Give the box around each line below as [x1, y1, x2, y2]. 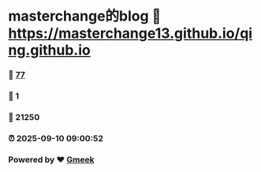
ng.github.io [8, 41, 91, 59]
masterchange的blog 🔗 [8, 7, 162, 25]
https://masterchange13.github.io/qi [8, 24, 253, 43]
